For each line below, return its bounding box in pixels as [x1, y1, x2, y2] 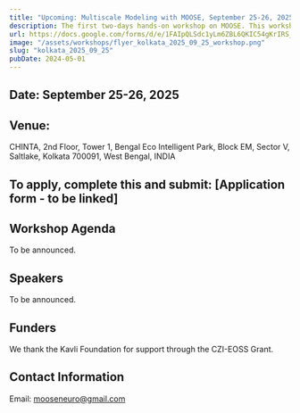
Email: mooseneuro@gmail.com [9, 393, 126, 404]
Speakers [9, 270, 64, 285]
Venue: [9, 118, 51, 133]
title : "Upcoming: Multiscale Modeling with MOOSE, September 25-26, [9, 12, 274, 22]
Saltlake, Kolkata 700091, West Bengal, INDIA [9, 151, 176, 161]
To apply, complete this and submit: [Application [9, 177, 286, 192]
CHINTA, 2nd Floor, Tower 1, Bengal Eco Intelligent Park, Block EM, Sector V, [9, 142, 290, 153]
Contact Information [9, 369, 125, 384]
